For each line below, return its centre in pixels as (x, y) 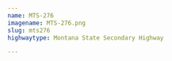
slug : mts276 (29, 30)
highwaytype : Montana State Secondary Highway (86, 38)
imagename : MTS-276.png (47, 23)
